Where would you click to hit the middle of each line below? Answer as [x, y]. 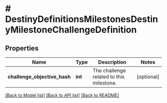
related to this [109, 77]
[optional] [148, 77]
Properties [22, 48]
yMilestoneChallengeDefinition [71, 30]
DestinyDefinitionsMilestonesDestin [82, 19]
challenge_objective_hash [39, 77]
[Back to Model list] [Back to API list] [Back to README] [62, 95]
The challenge [109, 70]
